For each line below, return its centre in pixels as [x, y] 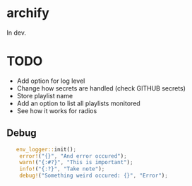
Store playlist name [45, 95]
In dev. [16, 33]
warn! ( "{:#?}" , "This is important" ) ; [76, 163]
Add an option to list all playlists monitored [78, 103]
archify [28, 13]
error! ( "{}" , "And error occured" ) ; [73, 156]
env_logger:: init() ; [46, 149]
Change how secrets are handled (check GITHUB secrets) [101, 88]
